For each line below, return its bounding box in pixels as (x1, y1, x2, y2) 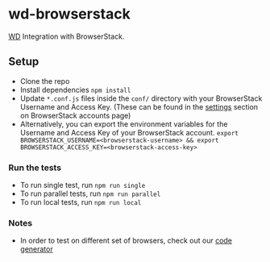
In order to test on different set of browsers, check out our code (19, 235, 232, 246)
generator (19, 244, 54, 254)
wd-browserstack (8, 5, 131, 23)
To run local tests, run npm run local (19, 198, 142, 207)
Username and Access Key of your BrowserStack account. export (19, 127, 239, 137)
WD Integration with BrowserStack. (8, 31, 125, 41)
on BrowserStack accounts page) (19, 110, 131, 120)
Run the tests (8, 162, 62, 173)
